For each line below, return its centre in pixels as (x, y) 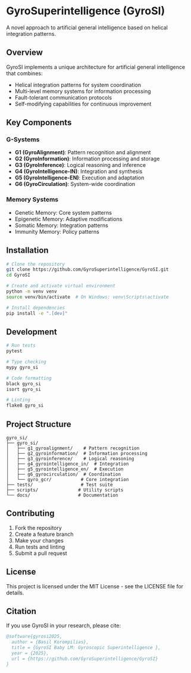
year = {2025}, (30, 653)
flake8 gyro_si (25, 406)
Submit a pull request (41, 553)
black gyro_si (24, 384)
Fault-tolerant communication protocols (63, 97)
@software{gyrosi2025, (34, 637)
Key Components (39, 122)
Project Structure (39, 424)
